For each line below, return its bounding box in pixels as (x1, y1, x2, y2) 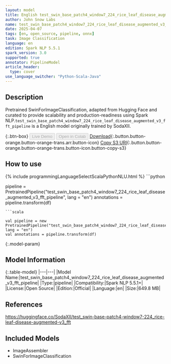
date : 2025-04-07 (5, 27, 42, 32)
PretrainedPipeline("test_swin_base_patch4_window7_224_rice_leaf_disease (5, 189, 165, 195)
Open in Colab (58, 133, 86, 139)
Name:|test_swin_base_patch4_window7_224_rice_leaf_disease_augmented (5, 275, 164, 281)
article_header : (5, 64, 40, 70)
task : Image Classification (5, 36, 65, 41)
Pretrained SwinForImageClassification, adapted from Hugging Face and (5, 106, 157, 112)
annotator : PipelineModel (5, 60, 60, 65)
